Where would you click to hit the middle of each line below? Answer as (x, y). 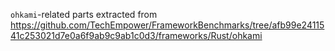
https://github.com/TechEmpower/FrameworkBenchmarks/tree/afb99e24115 (167, 25)
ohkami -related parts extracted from (84, 14)
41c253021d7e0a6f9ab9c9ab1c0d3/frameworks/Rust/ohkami (136, 35)
